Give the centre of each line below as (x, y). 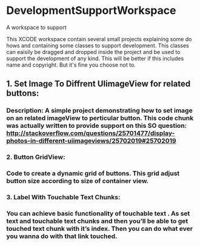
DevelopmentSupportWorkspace (91, 11)
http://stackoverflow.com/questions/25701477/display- (91, 133)
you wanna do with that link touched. (62, 236)
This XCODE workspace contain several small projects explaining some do (99, 39)
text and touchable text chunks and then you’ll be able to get (97, 221)
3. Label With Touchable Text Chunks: (63, 198)
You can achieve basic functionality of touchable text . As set (98, 213)
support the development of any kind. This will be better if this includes (95, 58)
